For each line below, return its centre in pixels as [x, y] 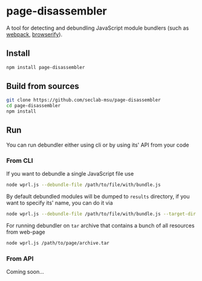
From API [20, 259]
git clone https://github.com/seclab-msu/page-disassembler [84, 100]
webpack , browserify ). [34, 34]
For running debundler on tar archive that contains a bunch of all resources [100, 225]
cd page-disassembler [34, 106]
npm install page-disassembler [46, 67]
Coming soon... [25, 272]
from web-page [26, 232]
